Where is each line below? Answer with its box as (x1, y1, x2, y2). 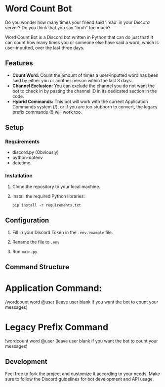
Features (5, 59, 33, 67)
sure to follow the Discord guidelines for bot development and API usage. (5, 376, 154, 382)
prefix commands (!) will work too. (12, 109, 82, 115)
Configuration (5, 216, 49, 225)
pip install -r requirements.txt (12, 202, 82, 208)
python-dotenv (12, 154, 43, 161)
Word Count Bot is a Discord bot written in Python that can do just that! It (5, 34, 154, 40)
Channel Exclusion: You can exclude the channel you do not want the (12, 83, 155, 89)
